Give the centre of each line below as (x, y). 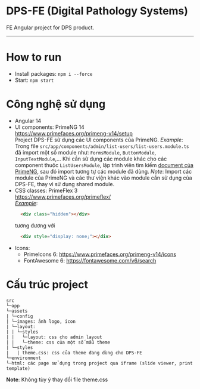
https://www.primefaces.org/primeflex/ (63, 197)
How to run (34, 57)
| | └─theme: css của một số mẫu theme (58, 342)
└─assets (17, 311)
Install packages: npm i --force (54, 73)
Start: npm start (34, 80)
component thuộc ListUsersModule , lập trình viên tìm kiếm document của (104, 165)
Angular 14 (28, 121)
